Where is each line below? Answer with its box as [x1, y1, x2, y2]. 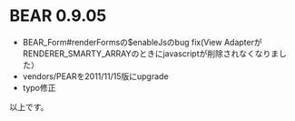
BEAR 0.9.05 [9, 5, 107, 26]
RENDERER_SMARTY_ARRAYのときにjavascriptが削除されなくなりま [22, 47, 280, 59]
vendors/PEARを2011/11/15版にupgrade [22, 70, 170, 82]
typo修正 [22, 82, 56, 93]
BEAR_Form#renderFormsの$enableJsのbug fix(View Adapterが [22, 36, 262, 47]
